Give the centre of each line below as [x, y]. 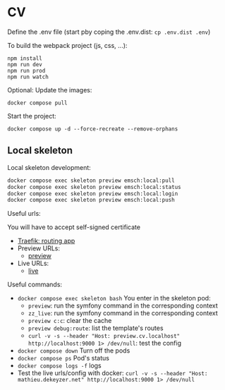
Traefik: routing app [46, 241]
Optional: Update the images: [50, 90]
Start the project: [32, 116]
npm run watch [28, 77]
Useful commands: [35, 285]
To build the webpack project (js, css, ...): [67, 45]
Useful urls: [24, 214]
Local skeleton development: [49, 167]
